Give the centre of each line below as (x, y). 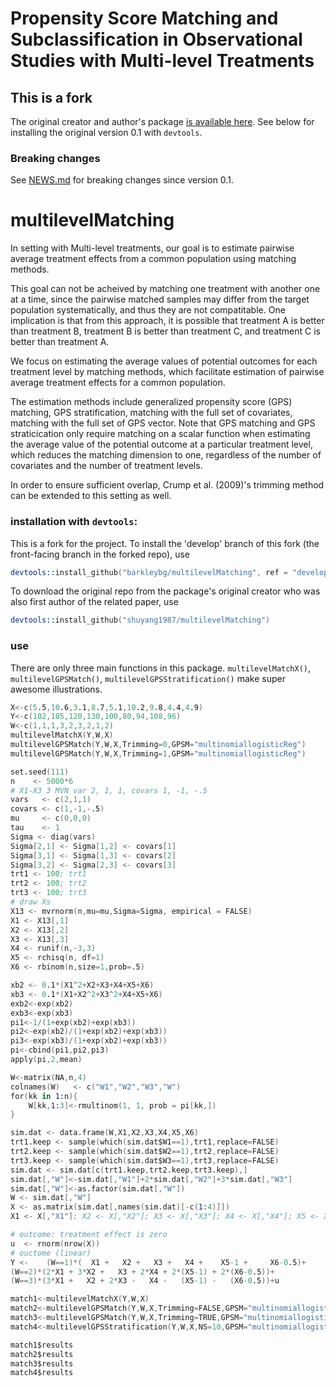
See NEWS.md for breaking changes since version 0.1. (122, 180)
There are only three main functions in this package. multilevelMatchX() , (161, 668)
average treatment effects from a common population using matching (153, 259)
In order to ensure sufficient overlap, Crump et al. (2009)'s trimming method (167, 485)
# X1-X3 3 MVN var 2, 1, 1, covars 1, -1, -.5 (109, 790)
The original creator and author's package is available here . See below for (162, 121)
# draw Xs (31, 902)
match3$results (42, 1363)
